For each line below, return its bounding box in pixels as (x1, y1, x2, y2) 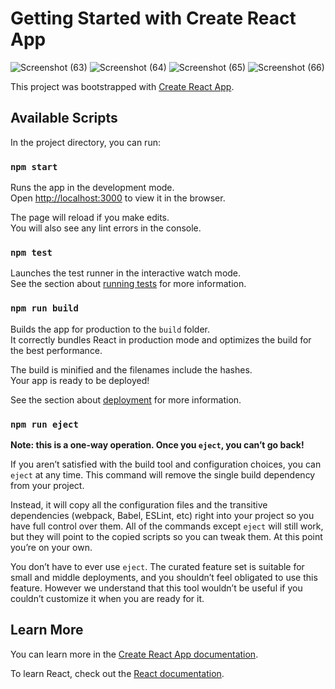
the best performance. (10, 344, 103, 356)
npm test (10, 247, 53, 258)
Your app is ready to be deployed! (10, 374, 150, 386)
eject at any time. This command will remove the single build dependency (10, 468, 316, 481)
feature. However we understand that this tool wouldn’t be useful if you (10, 582, 303, 594)
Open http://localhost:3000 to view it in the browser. (10, 192, 226, 204)
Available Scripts (10, 110, 118, 127)
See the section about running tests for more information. (10, 278, 247, 290)
